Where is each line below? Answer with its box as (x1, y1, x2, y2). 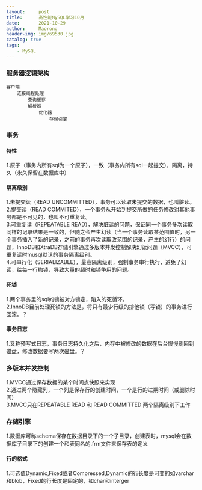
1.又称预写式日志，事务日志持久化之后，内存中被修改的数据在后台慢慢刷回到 (6, 340, 194, 347)
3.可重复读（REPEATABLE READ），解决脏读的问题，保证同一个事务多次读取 (6, 221, 194, 228)
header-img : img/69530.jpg (6, 31, 74, 37)
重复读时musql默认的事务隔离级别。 (6, 251, 95, 259)
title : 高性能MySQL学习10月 (6, 14, 85, 20)
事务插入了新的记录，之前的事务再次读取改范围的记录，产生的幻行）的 (11, 236, 185, 243)
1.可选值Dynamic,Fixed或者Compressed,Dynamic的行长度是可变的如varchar (6, 470, 194, 477)
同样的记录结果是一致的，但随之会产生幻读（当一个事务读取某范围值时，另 (6, 228, 191, 236)
